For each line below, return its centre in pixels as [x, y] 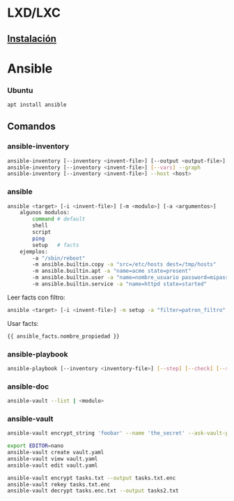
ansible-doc [28, 387]
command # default [59, 219]
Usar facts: [23, 323]
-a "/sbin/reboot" [59, 258]
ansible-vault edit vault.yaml [53, 465]
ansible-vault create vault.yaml [56, 453]
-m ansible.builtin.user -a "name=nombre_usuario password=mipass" [132, 278]
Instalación [32, 39]
